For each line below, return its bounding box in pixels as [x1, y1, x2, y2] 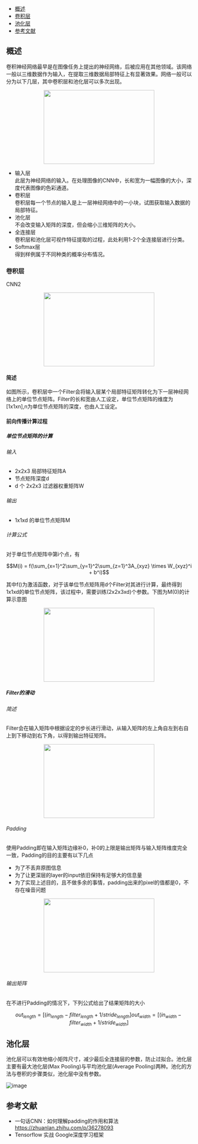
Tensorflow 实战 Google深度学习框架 [14, 1131, 104, 1139]
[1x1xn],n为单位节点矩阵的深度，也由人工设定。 [6, 403, 121, 410]
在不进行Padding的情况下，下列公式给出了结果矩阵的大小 [6, 999, 146, 1006]
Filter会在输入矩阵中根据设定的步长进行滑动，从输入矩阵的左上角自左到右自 [6, 724, 189, 732]
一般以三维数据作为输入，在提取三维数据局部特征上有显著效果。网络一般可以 [6, 70, 192, 77]
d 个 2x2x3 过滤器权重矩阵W [14, 482, 84, 489]
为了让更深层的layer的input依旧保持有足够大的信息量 [14, 871, 143, 879]
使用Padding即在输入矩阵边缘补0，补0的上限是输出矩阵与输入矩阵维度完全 [6, 844, 187, 851]
